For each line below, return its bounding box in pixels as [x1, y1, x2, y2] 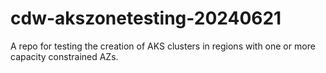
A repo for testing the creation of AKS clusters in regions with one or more [10, 40, 316, 52]
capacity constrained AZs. [10, 50, 119, 62]
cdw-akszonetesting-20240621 [10, 7, 282, 30]
